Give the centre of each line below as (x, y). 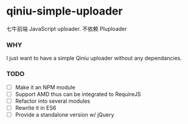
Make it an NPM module (45, 87)
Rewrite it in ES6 (36, 108)
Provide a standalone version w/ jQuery (64, 114)
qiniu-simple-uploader (64, 11)
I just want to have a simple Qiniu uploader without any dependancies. (94, 58)
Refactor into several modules (52, 101)
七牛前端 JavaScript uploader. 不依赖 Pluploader (67, 29)
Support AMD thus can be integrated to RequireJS (78, 94)
